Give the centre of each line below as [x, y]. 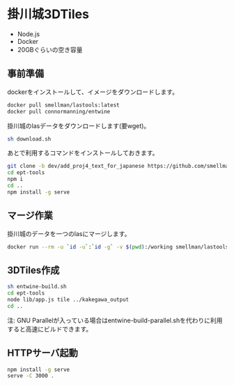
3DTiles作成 [33, 270]
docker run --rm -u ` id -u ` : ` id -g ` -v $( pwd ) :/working [90, 247]
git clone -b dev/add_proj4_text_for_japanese [76, 166]
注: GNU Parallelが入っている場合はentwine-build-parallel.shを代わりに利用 [115, 320]
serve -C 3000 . [31, 376]
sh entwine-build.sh [37, 287]
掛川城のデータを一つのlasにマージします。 [69, 233]
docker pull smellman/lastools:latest [63, 105]
